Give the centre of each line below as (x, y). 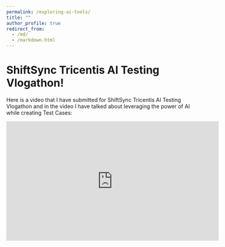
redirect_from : (25, 29)
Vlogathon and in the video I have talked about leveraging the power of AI (98, 106)
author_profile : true (34, 23)
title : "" (19, 18)
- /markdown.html (34, 40)
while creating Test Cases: (39, 112)
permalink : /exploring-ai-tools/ (49, 12)
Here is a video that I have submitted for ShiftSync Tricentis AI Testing (94, 100)
